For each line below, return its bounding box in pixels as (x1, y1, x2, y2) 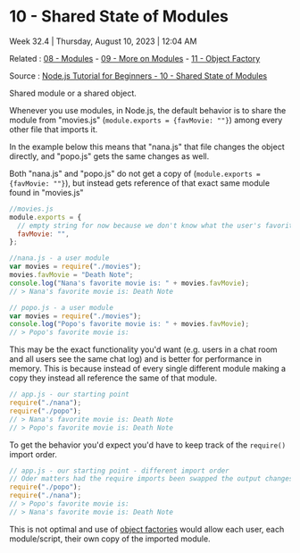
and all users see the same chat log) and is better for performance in (9, 354, 262, 364)
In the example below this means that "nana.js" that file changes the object (9, 141, 286, 152)
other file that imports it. (9, 123, 98, 135)
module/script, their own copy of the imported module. (9, 533, 212, 544)
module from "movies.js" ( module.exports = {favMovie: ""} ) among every (9, 114, 283, 125)
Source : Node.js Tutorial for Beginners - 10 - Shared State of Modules (9, 70, 268, 81)
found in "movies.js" (9, 187, 84, 197)
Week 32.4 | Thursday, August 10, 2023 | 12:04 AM (9, 36, 197, 46)
